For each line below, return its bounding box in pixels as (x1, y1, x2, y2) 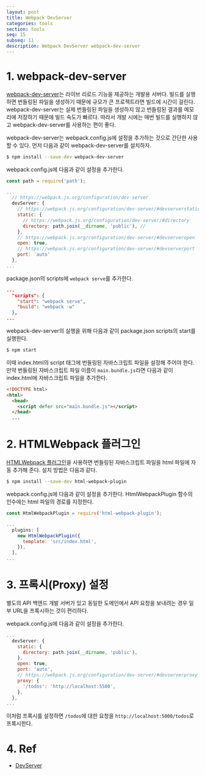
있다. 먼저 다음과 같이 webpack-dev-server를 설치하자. (19, 141, 151, 149)
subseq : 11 (6, 37, 34, 43)
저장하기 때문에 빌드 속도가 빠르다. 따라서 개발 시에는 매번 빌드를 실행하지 (17, 113, 192, 121)
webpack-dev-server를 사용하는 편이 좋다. (12, 121, 116, 128)
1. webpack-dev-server (6, 70, 127, 83)
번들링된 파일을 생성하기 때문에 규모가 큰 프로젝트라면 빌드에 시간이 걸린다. (17, 98, 195, 105)
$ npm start (6, 347, 37, 354)
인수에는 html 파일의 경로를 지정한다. (6, 498, 94, 505)
